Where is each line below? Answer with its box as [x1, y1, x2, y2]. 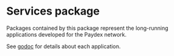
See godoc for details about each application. [6, 43, 121, 50]
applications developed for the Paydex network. [6, 30, 127, 38]
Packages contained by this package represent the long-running [6, 24, 169, 32]
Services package [6, 4, 100, 18]
